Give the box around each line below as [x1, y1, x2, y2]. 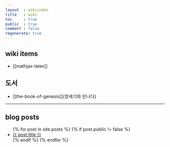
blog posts [5, 113, 39, 122]
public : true [5, 21, 37, 27]
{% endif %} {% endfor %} [12, 137, 69, 143]
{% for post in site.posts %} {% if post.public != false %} [12, 126, 131, 132]
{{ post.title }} [12, 132, 41, 138]
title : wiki [5, 12, 37, 17]
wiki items [5, 50, 38, 58]
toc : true [5, 17, 37, 22]
